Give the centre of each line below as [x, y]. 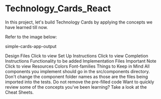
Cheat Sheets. [19, 92]
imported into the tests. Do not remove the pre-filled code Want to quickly [80, 82]
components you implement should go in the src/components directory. [78, 71]
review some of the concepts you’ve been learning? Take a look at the [76, 87]
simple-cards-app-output [31, 46]
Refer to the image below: [31, 37]
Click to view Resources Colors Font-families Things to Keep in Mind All [77, 66]
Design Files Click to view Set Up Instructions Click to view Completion [77, 56]
